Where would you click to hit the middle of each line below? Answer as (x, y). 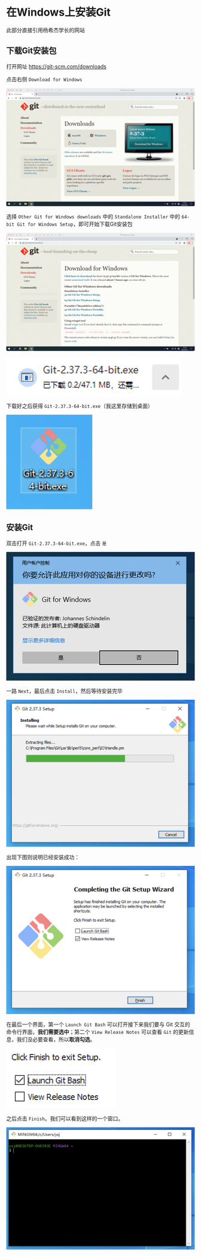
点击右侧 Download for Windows (44, 79)
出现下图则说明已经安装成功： (43, 857)
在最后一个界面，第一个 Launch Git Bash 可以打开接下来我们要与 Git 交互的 (98, 1024)
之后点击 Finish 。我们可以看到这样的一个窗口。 (65, 1118)
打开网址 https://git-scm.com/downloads (56, 66)
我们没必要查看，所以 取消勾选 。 (56, 1039)
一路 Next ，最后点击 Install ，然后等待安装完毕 (64, 691)
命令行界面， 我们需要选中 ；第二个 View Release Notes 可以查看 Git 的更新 (98, 1032)
